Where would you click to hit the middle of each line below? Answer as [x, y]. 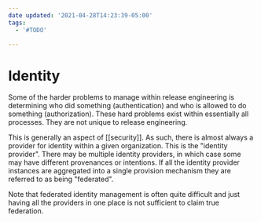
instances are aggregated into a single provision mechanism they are [120, 171]
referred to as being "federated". [61, 179]
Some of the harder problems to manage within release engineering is [121, 97]
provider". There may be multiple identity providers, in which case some [125, 155]
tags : [17, 23]
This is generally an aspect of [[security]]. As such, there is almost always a [131, 137]
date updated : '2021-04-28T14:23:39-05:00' [81, 15]
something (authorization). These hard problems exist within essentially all [129, 114]
